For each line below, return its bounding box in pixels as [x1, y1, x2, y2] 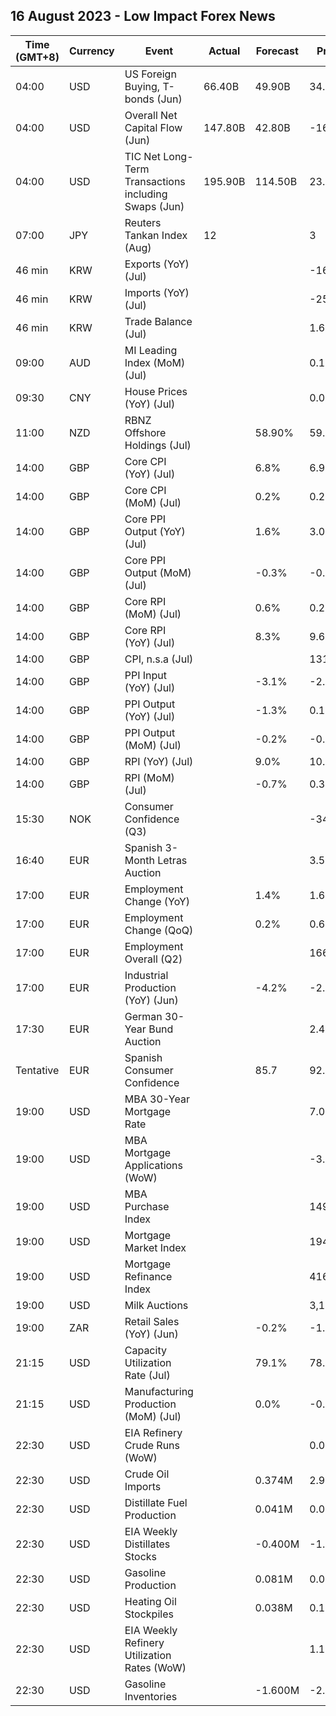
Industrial [124, 968, 169, 982]
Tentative [15, 1063, 60, 1077]
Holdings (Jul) [124, 438, 192, 452]
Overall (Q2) [124, 952, 183, 966]
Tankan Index [124, 228, 188, 242]
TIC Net [124, 149, 161, 163]
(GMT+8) [15, 50, 60, 64]
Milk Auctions [124, 1298, 189, 1312]
